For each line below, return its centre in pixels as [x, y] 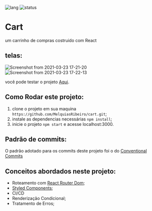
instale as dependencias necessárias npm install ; [62, 119]
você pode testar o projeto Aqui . [37, 82]
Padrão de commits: [36, 139]
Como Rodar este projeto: [44, 97]
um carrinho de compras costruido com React [51, 40]
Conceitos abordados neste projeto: [61, 171]
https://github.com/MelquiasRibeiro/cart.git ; [59, 114]
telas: [14, 56]
